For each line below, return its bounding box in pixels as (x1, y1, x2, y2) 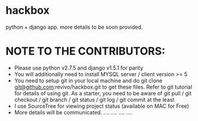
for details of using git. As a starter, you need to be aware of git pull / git (14, 89, 192, 96)
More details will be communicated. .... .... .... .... (14, 108, 132, 116)
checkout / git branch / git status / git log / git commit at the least (14, 96, 175, 103)
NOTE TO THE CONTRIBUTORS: (5, 44, 166, 58)
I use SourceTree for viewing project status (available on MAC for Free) (14, 102, 190, 110)
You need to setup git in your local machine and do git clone (14, 77, 163, 84)
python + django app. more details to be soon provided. (5, 23, 143, 31)
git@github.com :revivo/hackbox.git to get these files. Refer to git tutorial (14, 83, 193, 90)
